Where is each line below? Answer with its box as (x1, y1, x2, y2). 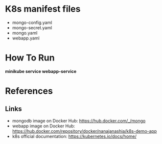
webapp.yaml (12, 35, 40, 41)
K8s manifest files (5, 3, 81, 15)
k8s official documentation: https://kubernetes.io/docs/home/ (12, 133, 137, 139)
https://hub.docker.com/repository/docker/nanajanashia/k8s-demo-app (12, 128, 157, 134)
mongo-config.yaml (12, 20, 52, 25)
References (5, 85, 53, 97)
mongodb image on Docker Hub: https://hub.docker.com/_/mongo (12, 118, 146, 123)
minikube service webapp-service (5, 68, 77, 74)
